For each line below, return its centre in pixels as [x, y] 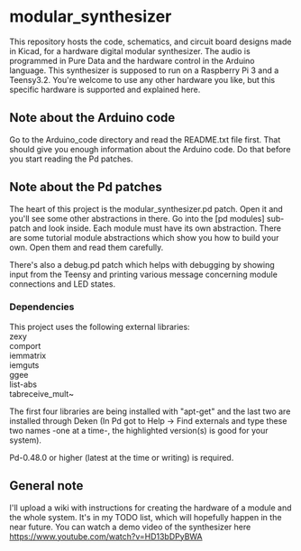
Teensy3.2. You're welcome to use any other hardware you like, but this [142, 79]
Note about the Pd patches [86, 187]
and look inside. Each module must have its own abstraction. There [157, 228]
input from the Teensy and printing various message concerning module [143, 274]
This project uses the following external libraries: [100, 326]
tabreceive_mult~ [42, 393]
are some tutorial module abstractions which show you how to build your [144, 237]
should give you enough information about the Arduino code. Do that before [150, 149]
